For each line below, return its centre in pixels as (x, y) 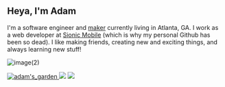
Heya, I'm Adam (42, 11)
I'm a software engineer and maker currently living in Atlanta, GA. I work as (113, 27)
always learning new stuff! (44, 49)
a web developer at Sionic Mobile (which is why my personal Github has (109, 35)
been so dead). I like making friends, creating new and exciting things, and (113, 42)
